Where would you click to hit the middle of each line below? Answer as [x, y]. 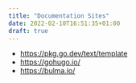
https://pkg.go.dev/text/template [74, 54]
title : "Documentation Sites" [59, 16]
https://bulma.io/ [47, 71]
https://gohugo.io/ [50, 62]
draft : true [28, 31]
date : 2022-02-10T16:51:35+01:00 [64, 23]
